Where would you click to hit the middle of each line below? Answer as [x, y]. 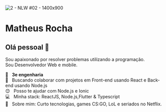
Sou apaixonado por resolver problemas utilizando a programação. [75, 59]
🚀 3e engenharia [24, 75]
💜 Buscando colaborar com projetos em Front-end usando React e [76, 80]
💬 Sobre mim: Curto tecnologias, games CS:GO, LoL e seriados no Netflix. [84, 104]
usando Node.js [31, 86]
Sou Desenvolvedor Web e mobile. [41, 65]
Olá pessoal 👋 [27, 47]
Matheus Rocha [39, 29]
